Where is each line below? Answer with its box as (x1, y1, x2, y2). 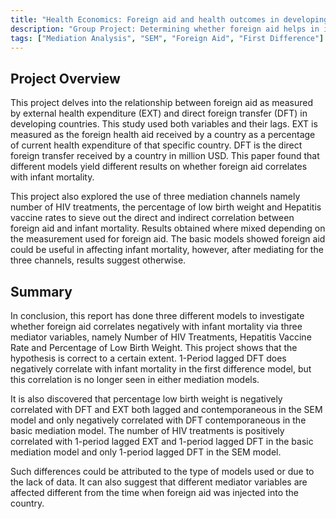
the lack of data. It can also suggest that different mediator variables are (10, 476, 308, 488)
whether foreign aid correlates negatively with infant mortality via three (10, 321, 303, 332)
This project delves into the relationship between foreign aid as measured (10, 97, 314, 109)
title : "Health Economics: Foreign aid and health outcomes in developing (10, 14, 329, 25)
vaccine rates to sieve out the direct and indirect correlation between (10, 212, 295, 224)
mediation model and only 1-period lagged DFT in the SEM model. (10, 446, 282, 458)
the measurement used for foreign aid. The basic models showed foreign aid (10, 233, 326, 245)
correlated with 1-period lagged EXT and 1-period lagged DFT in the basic (10, 436, 314, 447)
